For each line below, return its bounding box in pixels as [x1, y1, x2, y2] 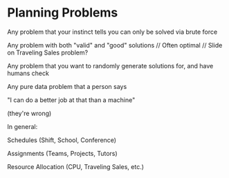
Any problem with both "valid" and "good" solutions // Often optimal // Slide [7, 41, 223, 49]
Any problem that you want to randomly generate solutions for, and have [7, 61, 214, 70]
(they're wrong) [7, 109, 52, 117]
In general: [7, 122, 38, 130]
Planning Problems [7, 5, 118, 21]
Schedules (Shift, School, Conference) [7, 136, 116, 144]
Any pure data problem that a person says [7, 82, 127, 90]
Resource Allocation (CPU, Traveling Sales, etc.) [7, 162, 144, 170]
